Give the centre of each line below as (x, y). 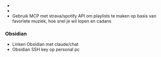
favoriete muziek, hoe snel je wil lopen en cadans (62, 21)
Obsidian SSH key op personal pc (46, 50)
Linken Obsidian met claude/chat (45, 44)
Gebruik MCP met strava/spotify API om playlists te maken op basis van (84, 16)
